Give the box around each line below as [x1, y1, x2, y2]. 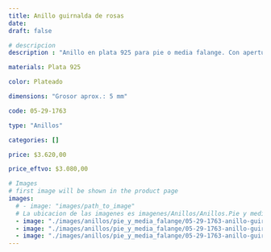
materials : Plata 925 [8, 64, 81, 72]
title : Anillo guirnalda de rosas [8, 11, 125, 20]
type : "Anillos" [8, 122, 63, 130]
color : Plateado [8, 78, 63, 86]
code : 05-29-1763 [8, 106, 67, 115]
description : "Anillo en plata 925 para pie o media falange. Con [8, 49, 240, 57]
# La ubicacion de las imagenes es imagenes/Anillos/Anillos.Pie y [15, 209, 248, 217]
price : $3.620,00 [8, 151, 67, 159]
